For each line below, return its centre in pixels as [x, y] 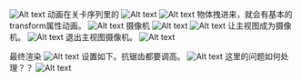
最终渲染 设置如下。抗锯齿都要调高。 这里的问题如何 [145, 56]
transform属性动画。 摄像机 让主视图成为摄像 [151, 25]
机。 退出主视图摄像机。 [74, 37]
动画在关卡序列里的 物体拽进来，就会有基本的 [170, 14]
